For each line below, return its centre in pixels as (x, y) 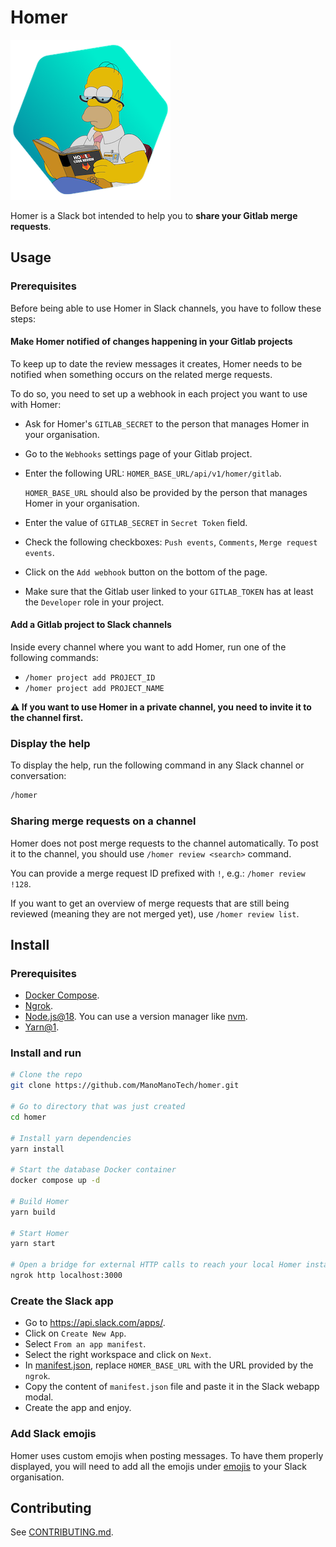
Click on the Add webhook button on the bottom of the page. (146, 572)
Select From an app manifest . (85, 1344)
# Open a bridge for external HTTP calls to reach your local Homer (156, 1265)
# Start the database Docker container (93, 1170)
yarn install (37, 1149)
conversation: (38, 776)
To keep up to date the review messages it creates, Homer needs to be (156, 363)
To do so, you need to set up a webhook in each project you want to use (159, 393)
